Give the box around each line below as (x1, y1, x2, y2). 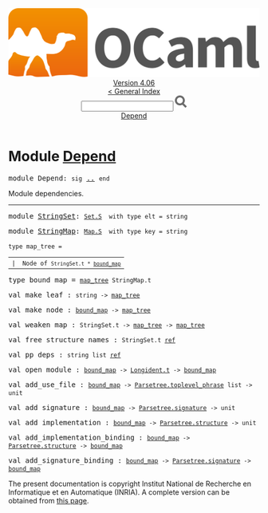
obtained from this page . (8, 496, 89, 506)
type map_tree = (8, 243, 62, 251)
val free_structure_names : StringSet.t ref (8, 335, 175, 345)
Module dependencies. (8, 189, 85, 199)
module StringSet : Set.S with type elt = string (8, 211, 188, 221)
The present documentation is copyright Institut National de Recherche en (8, 479, 251, 489)
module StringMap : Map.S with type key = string (8, 227, 188, 236)
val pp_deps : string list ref (8, 350, 121, 360)
